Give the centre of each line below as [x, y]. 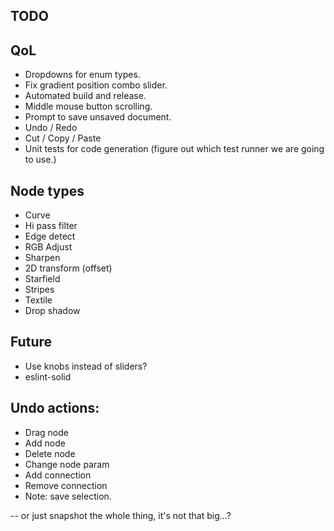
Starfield [42, 279]
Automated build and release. [85, 96]
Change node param [67, 464]
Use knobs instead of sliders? [86, 366]
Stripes [39, 290]
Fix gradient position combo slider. [96, 85]
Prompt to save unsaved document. [98, 117]
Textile [38, 300]
